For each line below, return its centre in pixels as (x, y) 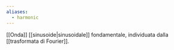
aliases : (17, 12)
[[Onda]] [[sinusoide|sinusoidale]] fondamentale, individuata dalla (88, 34)
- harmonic (25, 17)
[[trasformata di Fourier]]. (38, 41)
